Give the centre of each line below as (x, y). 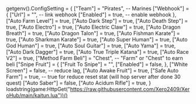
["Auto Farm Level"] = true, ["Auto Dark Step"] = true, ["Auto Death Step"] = (97, 21)
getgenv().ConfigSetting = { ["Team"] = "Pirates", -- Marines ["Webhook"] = (98, 8)
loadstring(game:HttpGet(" (38, 89)
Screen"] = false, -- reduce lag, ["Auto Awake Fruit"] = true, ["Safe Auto (92, 70)
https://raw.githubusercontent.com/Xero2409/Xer (130, 89)
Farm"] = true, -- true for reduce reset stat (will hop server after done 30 (93, 77)
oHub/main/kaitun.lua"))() (37, 95)
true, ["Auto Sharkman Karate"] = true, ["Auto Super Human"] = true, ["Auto (97, 39)
